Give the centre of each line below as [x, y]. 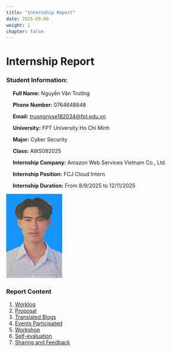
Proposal [26, 311]
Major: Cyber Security [40, 139]
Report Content [29, 291]
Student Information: [37, 80]
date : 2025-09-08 [28, 19]
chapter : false [25, 32]
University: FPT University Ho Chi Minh [61, 127]
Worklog [25, 304]
